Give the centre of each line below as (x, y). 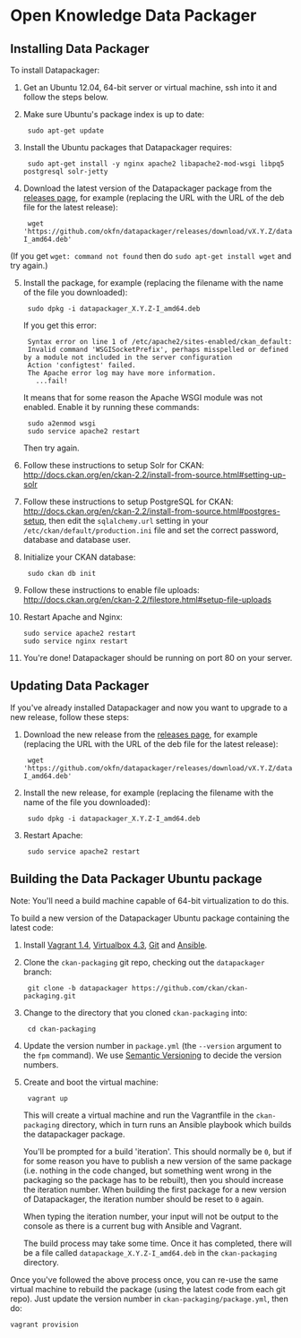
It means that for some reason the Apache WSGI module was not (143, 398)
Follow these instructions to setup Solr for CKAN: (113, 465)
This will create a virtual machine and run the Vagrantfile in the (138, 1115)
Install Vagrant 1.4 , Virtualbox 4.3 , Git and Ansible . (115, 945)
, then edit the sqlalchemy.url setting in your (126, 521)
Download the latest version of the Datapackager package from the (147, 188)
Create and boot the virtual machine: (91, 1082)
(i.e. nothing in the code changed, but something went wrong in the (147, 1171)
